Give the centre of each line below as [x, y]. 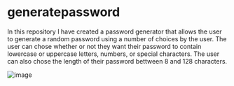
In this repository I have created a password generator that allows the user [115, 31]
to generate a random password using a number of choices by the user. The [117, 38]
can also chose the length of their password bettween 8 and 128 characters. [117, 61]
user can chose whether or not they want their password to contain [104, 46]
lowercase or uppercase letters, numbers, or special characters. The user [113, 54]
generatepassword [64, 12]
